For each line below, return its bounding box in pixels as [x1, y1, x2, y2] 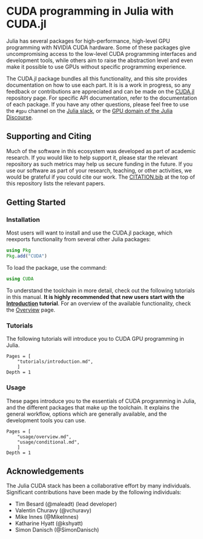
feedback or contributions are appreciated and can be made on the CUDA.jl [6, 88, 195, 95]
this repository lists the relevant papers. [6, 179, 105, 187]
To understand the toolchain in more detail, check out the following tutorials [6, 287, 195, 294]
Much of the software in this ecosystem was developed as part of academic [6, 147, 196, 154]
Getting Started [6, 197, 66, 208]
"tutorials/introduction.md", [17, 359, 94, 365]
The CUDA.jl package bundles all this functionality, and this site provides [6, 75, 188, 82]
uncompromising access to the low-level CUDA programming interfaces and [6, 50, 197, 57]
